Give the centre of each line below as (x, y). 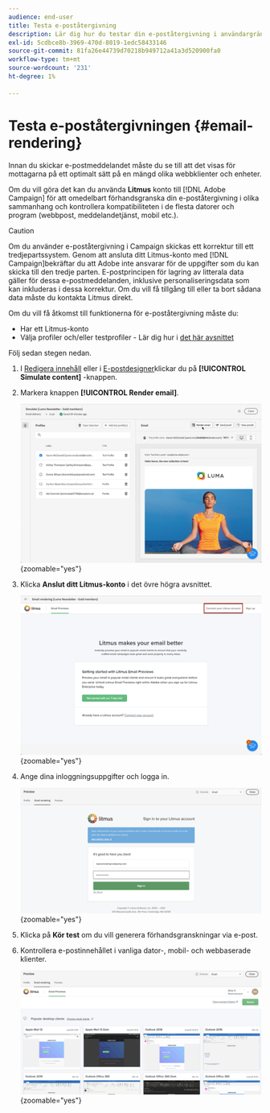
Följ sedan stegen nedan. (50, 352)
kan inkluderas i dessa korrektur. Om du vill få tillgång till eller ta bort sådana (135, 289)
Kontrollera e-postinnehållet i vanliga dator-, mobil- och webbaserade (135, 950)
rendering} (45, 143)
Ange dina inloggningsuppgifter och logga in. (94, 776)
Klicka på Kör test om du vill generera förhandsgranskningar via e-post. (139, 934)
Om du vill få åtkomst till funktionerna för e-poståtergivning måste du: (124, 313)
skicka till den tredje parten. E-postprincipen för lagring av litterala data (126, 272)
